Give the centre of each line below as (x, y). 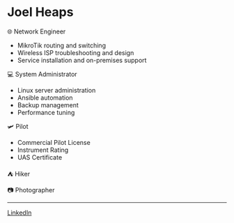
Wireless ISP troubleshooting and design (76, 52)
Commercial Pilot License (54, 142)
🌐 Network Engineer (37, 31)
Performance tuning (46, 112)
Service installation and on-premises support (82, 60)
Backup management (48, 105)
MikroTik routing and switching (62, 45)
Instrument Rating (43, 150)
